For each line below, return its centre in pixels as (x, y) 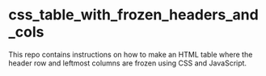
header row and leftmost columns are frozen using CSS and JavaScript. (128, 63)
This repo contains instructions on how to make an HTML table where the (131, 54)
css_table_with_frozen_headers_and (133, 15)
